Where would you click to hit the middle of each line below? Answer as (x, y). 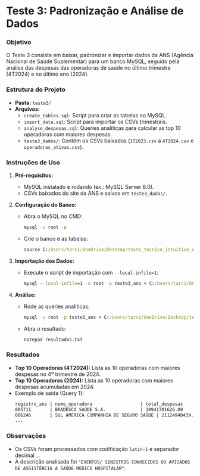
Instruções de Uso (33, 162)
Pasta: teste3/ (33, 102)
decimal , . (27, 455)
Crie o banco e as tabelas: (56, 238)
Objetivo (19, 42)
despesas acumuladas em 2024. (55, 387)
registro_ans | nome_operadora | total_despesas (99, 404)
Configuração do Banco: (46, 205)
